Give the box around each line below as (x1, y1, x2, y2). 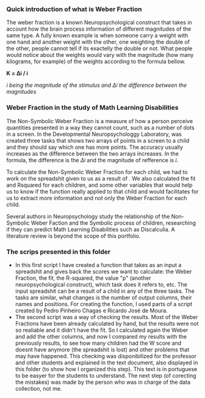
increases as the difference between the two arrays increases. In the (6, 149, 179, 157)
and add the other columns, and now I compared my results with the (15, 332, 187, 340)
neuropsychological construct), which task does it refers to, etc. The (15, 280, 187, 288)
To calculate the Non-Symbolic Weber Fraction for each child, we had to (6, 168, 188, 176)
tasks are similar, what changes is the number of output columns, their (15, 293, 192, 301)
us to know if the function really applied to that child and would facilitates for (6, 187, 199, 195)
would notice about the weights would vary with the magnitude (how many (6, 51, 194, 59)
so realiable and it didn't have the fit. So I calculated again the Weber (15, 326, 189, 334)
